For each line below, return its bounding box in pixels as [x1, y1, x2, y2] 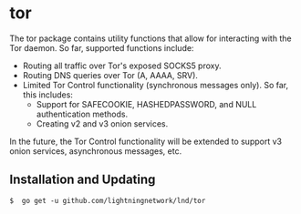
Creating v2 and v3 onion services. [36, 117, 169, 129]
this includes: [22, 89, 73, 100]
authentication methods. [36, 108, 129, 119]
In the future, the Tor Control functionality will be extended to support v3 [9, 136, 283, 147]
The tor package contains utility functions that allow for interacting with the [9, 33, 292, 44]
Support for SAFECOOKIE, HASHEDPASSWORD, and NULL [36, 98, 257, 109]
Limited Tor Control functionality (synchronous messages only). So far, [22, 79, 289, 90]
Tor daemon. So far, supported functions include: [9, 42, 194, 53]
